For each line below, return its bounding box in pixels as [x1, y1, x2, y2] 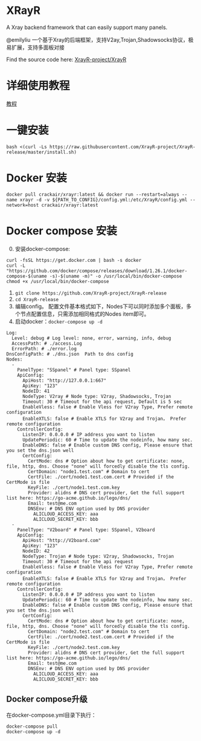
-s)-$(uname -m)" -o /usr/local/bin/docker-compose [49, 273, 182, 279]
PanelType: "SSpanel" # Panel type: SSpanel [17, 367, 131, 373]
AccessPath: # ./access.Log [11, 340, 83, 347]
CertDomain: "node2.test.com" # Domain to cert [28, 628, 150, 635]
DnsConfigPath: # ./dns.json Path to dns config [6, 351, 134, 357]
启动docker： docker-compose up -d [14, 318, 103, 325]
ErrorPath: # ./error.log [11, 345, 77, 351]
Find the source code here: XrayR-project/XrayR [6, 56, 127, 63]
